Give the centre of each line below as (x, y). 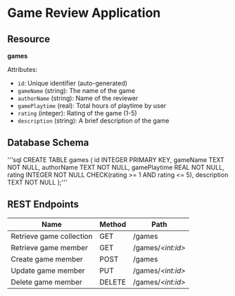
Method (113, 224)
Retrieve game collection (52, 236)
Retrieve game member (49, 247)
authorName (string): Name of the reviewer (78, 98)
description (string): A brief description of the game (93, 121)
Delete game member (46, 282)
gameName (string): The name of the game (76, 91)
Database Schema (48, 143)
